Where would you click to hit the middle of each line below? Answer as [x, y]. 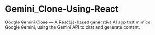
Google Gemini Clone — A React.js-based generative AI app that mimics [78, 22]
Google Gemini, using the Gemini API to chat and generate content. [73, 27]
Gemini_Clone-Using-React [62, 9]
